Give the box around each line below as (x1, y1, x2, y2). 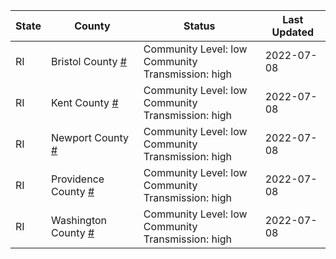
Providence (50, 172, 105, 186)
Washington (50, 214, 108, 227)
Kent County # (50, 96, 119, 109)
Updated (271, 25, 315, 39)
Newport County (50, 131, 130, 144)
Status (183, 19, 216, 33)
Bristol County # (50, 55, 127, 68)
